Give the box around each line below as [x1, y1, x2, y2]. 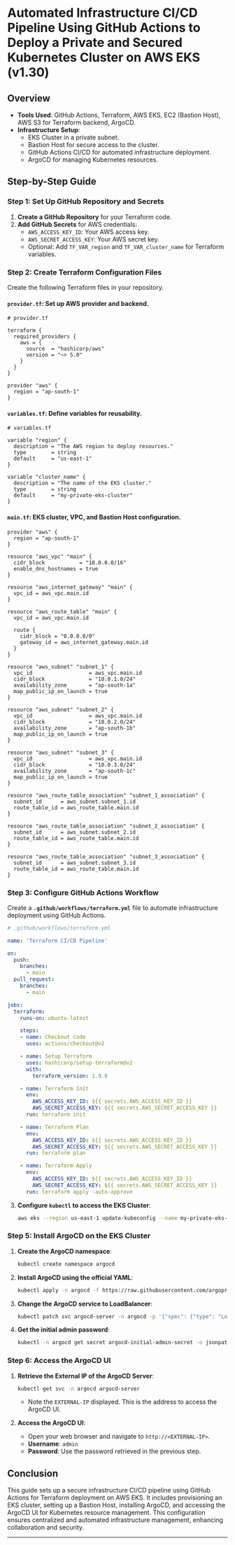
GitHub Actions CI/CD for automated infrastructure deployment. [27, 148, 212, 156]
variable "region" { [7, 437, 68, 444]
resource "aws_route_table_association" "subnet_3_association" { [7, 853, 205, 860]
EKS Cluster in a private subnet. [27, 133, 120, 141]
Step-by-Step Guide [7, 176, 97, 188]
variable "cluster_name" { [7, 474, 86, 481]
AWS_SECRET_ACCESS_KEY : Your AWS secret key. [27, 235, 159, 243]
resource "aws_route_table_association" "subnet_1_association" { [7, 792, 205, 799]
